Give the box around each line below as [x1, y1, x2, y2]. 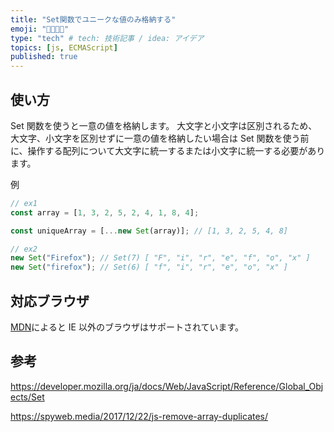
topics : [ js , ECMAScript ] [10, 42, 118, 53]
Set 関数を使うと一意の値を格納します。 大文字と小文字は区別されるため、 [10, 119, 318, 131]
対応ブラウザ [10, 292, 90, 310]
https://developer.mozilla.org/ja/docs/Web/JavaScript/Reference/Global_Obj [10, 380, 324, 392]
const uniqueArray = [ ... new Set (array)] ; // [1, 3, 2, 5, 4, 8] [10, 226, 288, 236]
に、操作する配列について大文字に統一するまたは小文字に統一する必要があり [10, 144, 326, 156]
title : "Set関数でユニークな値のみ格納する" [10, 14, 177, 25]
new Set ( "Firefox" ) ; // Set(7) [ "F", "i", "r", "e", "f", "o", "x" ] [10, 253, 311, 263]
